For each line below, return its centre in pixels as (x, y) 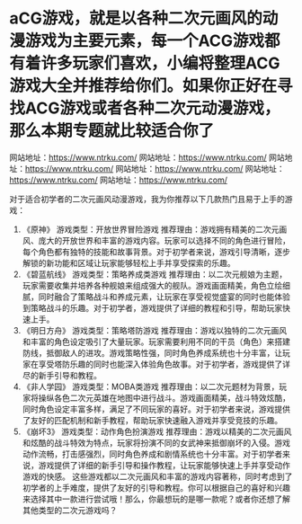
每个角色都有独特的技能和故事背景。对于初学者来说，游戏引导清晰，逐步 (156, 252)
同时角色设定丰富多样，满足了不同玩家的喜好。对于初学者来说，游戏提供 (156, 409)
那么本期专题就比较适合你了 (112, 131)
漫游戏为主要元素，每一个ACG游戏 (137, 41)
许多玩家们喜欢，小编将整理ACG (160, 63)
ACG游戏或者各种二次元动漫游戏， (153, 108)
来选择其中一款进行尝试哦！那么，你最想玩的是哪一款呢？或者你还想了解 (156, 499)
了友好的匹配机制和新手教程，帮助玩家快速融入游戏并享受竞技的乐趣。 (152, 420)
